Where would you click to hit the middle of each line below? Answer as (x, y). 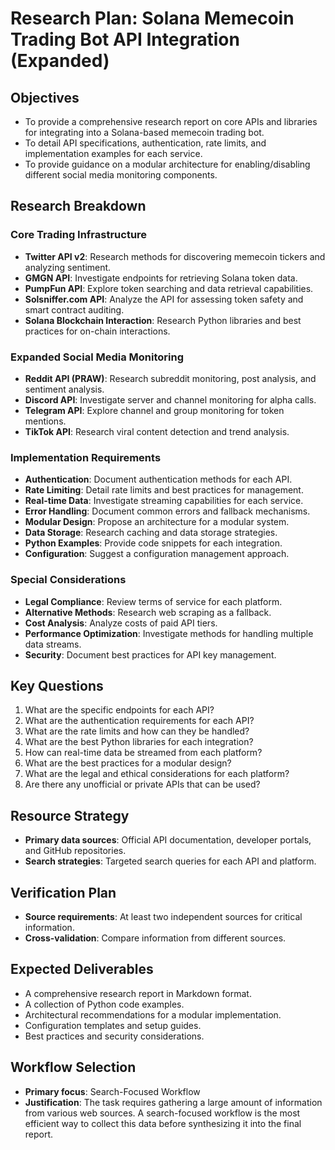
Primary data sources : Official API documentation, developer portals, (168, 840)
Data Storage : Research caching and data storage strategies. (151, 533)
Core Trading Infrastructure (79, 235)
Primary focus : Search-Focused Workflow (112, 1091)
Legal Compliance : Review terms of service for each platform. (153, 601)
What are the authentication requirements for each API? (139, 721)
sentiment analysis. (64, 389)
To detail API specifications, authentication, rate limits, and (145, 143)
